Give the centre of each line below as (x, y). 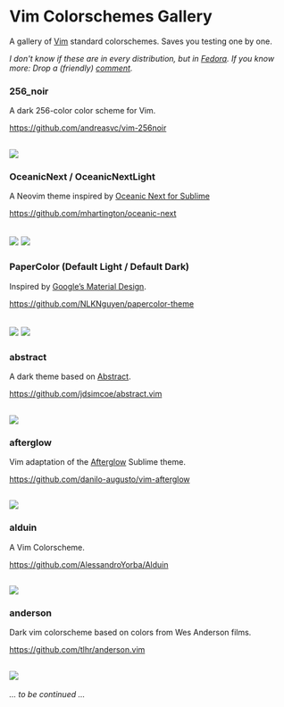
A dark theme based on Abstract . (70, 376)
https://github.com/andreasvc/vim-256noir (88, 128)
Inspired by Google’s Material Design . (78, 286)
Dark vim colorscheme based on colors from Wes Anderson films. (130, 633)
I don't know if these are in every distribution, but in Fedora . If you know (142, 58)
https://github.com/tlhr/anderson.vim (77, 650)
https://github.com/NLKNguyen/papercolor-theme (102, 303)
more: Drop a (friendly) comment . (71, 68)
